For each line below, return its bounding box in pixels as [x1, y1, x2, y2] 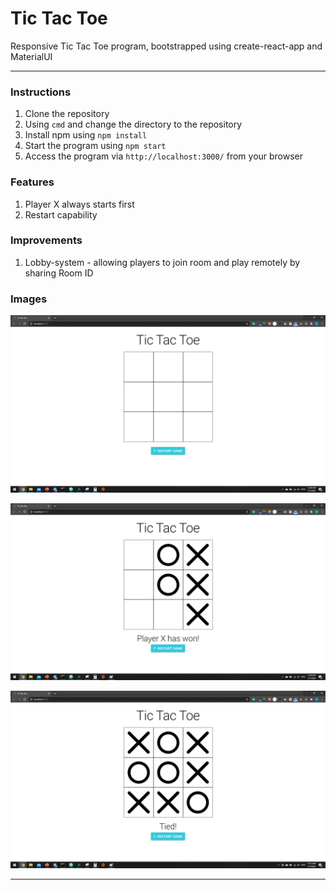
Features [10, 175, 55, 189]
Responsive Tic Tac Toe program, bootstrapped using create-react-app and [10, 40, 323, 52]
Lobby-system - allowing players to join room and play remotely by [24, 256, 301, 268]
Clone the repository [24, 108, 110, 120]
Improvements [10, 233, 83, 247]
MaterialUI [10, 50, 53, 62]
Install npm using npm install [24, 129, 148, 141]
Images [10, 292, 48, 306]
